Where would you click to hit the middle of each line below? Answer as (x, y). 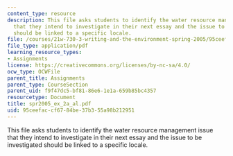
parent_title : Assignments (46, 78)
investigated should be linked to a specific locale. (78, 145)
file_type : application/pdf (48, 46)
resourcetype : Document (42, 98)
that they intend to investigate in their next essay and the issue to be (105, 137)
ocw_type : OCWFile (34, 71)
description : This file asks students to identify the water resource (111, 20)
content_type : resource (42, 14)
